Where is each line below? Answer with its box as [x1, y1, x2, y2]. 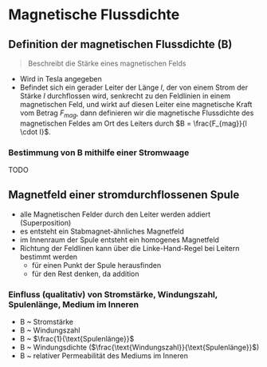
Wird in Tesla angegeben [19, 74, 102, 83]
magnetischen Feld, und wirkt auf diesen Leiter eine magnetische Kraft [19, 100, 253, 109]
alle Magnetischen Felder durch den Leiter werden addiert [19, 209, 211, 219]
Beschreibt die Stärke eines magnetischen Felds [27, 58, 187, 68]
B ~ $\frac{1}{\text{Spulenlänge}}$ [19, 334, 135, 344]
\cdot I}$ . [19, 126, 52, 137]
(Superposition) [19, 217, 72, 227]
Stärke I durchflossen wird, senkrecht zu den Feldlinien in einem [19, 91, 231, 101]
